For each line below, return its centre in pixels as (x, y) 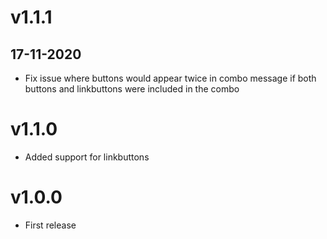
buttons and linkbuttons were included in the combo (132, 89)
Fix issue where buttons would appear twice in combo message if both (170, 78)
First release (50, 225)
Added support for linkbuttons (87, 157)
